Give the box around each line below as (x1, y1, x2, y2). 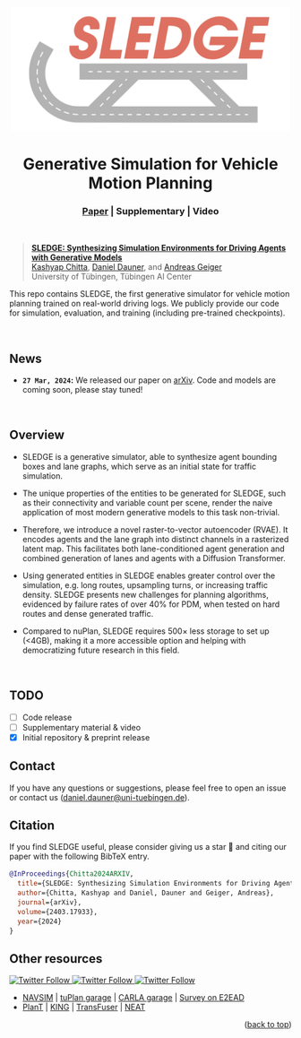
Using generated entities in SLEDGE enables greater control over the (21, 570, 276, 581)
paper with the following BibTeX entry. (9, 851, 150, 862)
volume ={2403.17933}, (17, 907, 99, 916)
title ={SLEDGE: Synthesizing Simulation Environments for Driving (17, 879, 271, 888)
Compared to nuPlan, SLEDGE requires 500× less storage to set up (21, 626, 271, 636)
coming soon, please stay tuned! (21, 385, 143, 394)
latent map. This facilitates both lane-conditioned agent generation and (21, 543, 285, 554)
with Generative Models (30, 252, 123, 263)
